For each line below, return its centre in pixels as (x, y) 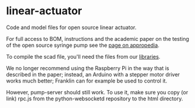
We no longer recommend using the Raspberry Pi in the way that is (88, 68)
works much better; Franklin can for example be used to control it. (87, 81)
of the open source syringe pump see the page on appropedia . (83, 45)
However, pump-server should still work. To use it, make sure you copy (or (97, 92)
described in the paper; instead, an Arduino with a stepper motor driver (93, 74)
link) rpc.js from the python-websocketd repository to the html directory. (95, 99)
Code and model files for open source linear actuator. (71, 27)
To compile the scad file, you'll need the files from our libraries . (83, 56)
